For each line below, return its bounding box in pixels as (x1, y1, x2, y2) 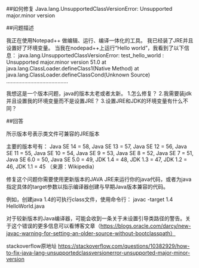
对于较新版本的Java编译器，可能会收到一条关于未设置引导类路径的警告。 (6, 215, 186, 222)
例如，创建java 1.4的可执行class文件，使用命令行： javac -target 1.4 (6, 196, 173, 203)
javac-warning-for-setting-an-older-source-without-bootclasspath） (6, 230, 176, 237)
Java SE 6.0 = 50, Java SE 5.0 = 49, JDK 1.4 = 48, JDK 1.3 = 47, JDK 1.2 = (6, 156, 188, 163)
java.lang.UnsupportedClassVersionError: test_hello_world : (17, 52, 164, 58)
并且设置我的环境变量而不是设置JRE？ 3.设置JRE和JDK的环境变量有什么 (6, 97, 183, 104)
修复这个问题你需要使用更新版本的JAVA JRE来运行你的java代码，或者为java (6, 175, 192, 183)
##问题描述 (6, 24, 34, 31)
